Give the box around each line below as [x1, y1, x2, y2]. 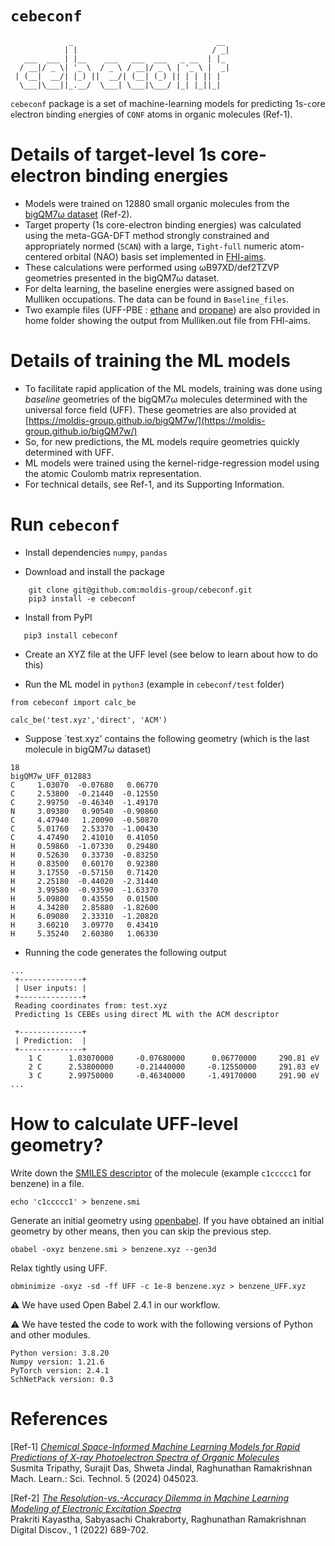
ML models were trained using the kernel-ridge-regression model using [24, 457, 320, 469]
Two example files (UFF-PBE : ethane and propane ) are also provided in [24, 303, 321, 316]
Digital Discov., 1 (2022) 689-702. [10, 1523, 150, 1536]
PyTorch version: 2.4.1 [10, 1365, 110, 1376]
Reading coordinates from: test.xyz [14, 1000, 168, 1011]
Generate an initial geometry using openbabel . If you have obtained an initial [10, 1214, 325, 1226]
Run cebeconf [10, 513, 120, 536]
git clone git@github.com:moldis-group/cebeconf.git [28, 585, 253, 595]
